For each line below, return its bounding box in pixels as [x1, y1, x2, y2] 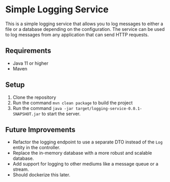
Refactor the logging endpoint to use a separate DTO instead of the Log [12, 139, 163, 145]
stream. [12, 166, 29, 173]
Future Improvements [5, 125, 76, 134]
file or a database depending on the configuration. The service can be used [5, 26, 165, 32]
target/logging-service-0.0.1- [75, 106, 142, 111]
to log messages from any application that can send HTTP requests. [5, 31, 149, 38]
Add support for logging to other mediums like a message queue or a [12, 161, 159, 167]
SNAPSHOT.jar [12, 112, 41, 117]
